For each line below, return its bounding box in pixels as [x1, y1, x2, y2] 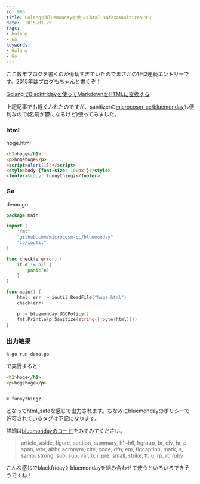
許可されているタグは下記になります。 [6, 415, 100, 422]
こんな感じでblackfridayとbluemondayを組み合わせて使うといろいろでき [6, 464, 185, 471]
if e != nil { [17, 261, 52, 267]
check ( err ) [17, 300, 44, 306]
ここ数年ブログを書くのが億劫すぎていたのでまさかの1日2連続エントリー [6, 70, 184, 78]
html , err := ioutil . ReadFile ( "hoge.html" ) [17, 295, 127, 301]
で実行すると [6, 362, 38, 369]
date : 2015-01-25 [6, 20, 52, 26]
